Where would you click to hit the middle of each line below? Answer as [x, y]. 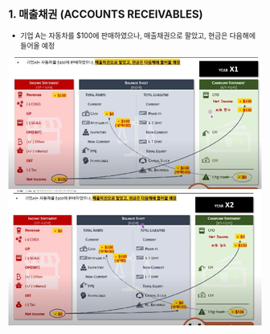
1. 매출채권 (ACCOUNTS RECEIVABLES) [106, 14]
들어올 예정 [37, 45]
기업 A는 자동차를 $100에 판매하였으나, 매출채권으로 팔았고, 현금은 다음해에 [137, 35]
